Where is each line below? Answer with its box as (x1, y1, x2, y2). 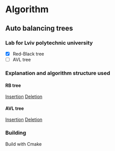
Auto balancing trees (5, 24, 73, 33)
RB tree (5, 82, 21, 88)
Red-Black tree (12, 51, 44, 57)
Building (5, 129, 26, 136)
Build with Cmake (5, 141, 42, 147)
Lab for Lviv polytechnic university (5, 39, 93, 46)
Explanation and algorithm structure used (5, 69, 110, 77)
